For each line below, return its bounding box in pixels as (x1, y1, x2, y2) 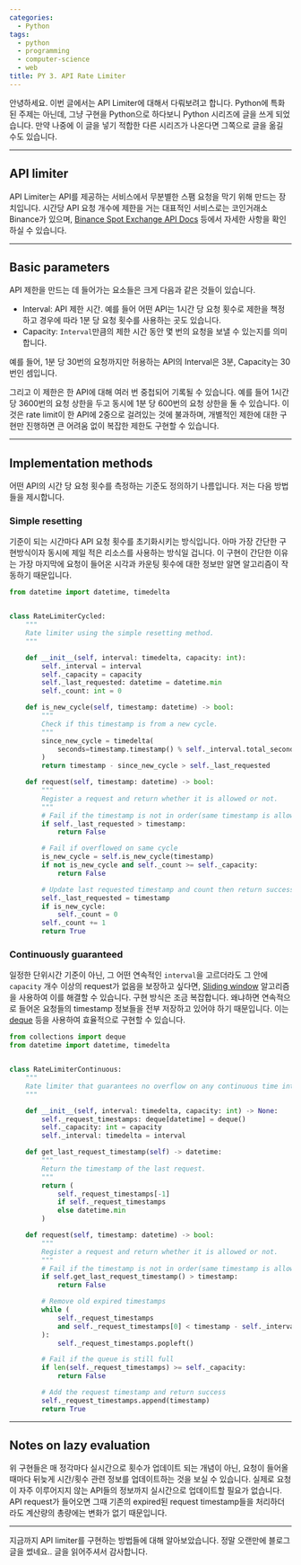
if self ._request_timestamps (56, 1198, 167, 1207)
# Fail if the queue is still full (41, 1355, 175, 1364)
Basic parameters (9, 260, 110, 275)
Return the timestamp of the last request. (41, 1164, 206, 1173)
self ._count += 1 (41, 918, 106, 928)
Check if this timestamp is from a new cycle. (41, 720, 219, 729)
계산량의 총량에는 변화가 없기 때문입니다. (25, 1508, 168, 1518)
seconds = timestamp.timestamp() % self (56, 745, 202, 754)
